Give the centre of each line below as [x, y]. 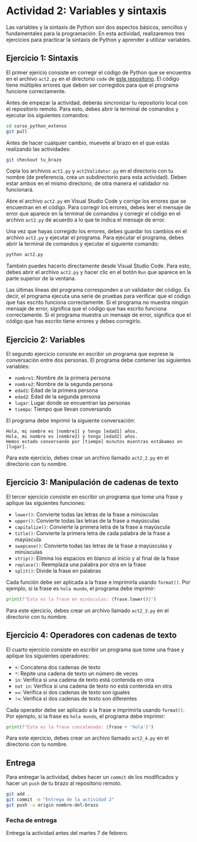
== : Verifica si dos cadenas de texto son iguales [72, 692]
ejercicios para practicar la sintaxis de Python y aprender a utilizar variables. [99, 39]
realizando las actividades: [39, 149]
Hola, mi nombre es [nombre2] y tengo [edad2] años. [72, 437]
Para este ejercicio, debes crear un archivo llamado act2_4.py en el [88, 738]
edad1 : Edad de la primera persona [56, 391]
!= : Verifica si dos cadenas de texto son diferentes [76, 698]
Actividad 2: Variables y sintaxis [86, 11]
